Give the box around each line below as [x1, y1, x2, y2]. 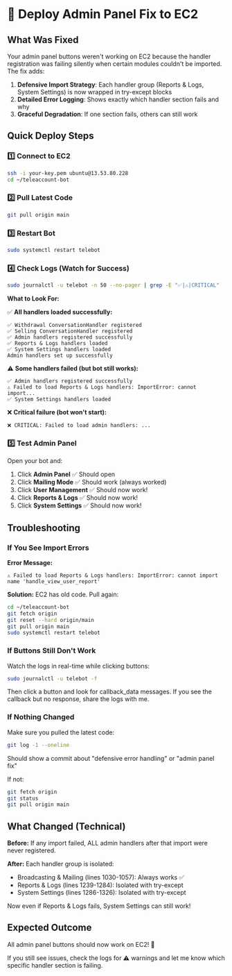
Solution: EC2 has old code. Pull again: [7, 590, 119, 598]
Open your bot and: [7, 457, 63, 465]
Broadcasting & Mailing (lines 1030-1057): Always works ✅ [17, 873, 185, 882]
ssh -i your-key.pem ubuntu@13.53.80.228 [7, 169, 129, 176]
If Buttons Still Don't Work [7, 646, 96, 655]
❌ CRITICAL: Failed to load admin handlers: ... [7, 421, 151, 429]
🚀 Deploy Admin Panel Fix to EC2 [7, 6, 199, 22]
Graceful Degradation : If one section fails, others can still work [17, 110, 198, 118]
